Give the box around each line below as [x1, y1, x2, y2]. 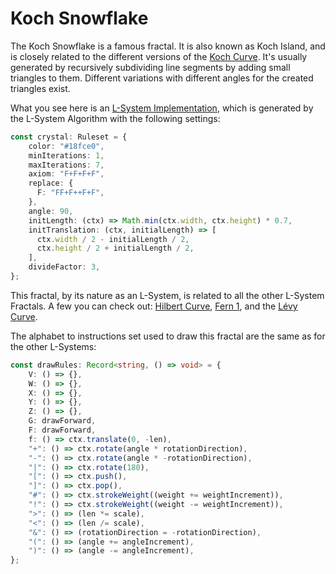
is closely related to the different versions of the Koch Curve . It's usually [10, 50, 308, 62]
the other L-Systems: [10, 340, 97, 352]
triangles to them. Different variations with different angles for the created [10, 72, 314, 84]
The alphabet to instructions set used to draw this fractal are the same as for [10, 330, 326, 342]
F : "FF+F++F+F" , [36, 188, 105, 198]
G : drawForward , [28, 416, 97, 426]
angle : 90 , [28, 206, 74, 216]
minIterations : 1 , [28, 150, 105, 161]
